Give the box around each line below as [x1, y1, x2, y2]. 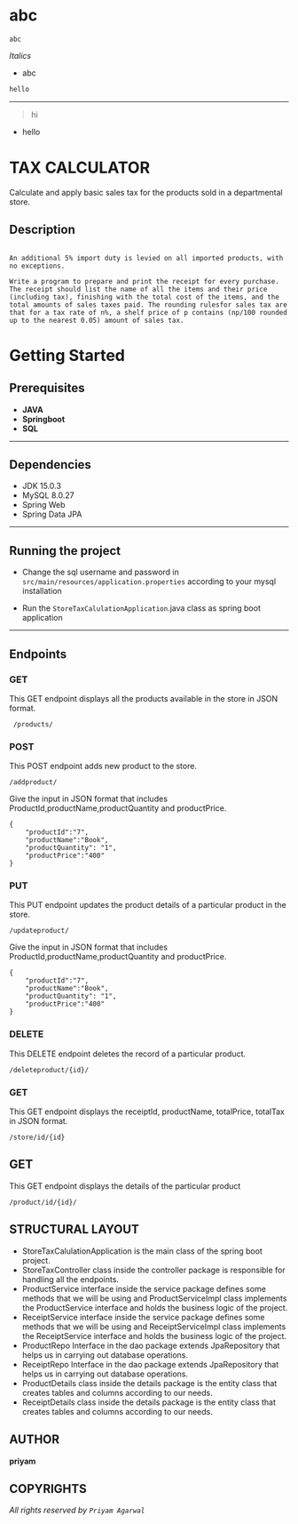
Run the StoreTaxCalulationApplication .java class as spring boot [21, 603, 262, 614]
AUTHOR [9, 1432, 60, 1448]
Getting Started [9, 345, 126, 365]
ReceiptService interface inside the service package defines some [21, 1311, 265, 1322]
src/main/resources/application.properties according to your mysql [21, 576, 277, 587]
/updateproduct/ [9, 926, 69, 935]
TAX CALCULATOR [9, 157, 151, 178]
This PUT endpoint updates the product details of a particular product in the [9, 900, 286, 910]
